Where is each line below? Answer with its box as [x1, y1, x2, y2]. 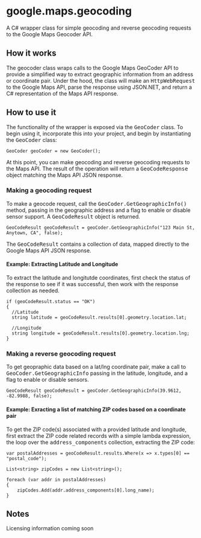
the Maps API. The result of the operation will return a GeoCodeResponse [6, 165, 188, 172]
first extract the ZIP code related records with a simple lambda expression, [6, 432, 191, 439]
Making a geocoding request [6, 186, 92, 194]
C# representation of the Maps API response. [6, 89, 119, 97]
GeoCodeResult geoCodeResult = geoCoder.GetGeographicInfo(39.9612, [6, 388, 182, 394]
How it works [6, 48, 57, 59]
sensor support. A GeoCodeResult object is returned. [6, 213, 140, 220]
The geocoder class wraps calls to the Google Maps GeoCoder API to [6, 64, 179, 71]
